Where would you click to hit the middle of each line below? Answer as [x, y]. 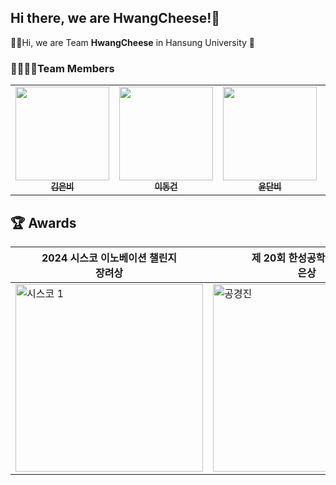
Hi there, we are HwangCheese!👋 [115, 18]
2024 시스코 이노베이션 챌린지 [109, 258]
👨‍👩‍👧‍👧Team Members [62, 68]
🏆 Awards [43, 222]
